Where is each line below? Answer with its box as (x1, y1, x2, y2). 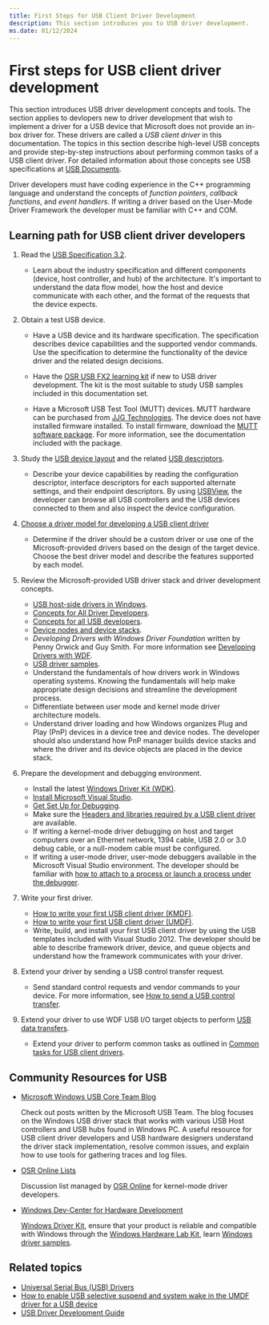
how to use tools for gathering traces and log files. (20, 1149, 187, 1159)
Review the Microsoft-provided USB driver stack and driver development (20, 576, 261, 585)
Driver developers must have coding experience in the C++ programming (9, 180, 251, 189)
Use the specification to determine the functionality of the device (32, 348, 247, 358)
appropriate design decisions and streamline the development (32, 685, 238, 694)
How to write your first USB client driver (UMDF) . (32, 917, 195, 927)
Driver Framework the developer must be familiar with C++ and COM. (9, 205, 239, 215)
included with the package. (32, 438, 122, 448)
